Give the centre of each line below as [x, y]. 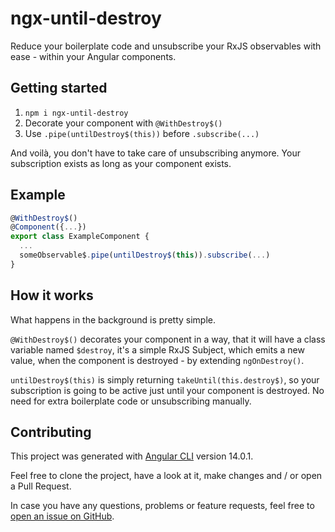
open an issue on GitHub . [62, 516]
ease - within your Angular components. [93, 56]
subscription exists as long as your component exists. [121, 163]
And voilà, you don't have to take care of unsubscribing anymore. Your [155, 153]
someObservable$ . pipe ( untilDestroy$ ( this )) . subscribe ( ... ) [145, 255]
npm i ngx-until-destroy [76, 113]
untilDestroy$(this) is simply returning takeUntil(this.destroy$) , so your [165, 379]
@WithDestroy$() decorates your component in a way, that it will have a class [168, 339]
